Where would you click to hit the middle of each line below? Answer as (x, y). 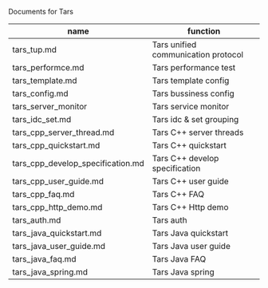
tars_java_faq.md (44, 259)
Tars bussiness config (193, 93)
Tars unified (174, 45)
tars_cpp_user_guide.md (58, 181)
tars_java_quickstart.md (57, 233)
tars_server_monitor (50, 107)
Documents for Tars (41, 12)
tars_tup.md (35, 49)
